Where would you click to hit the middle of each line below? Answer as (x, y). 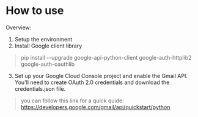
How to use (35, 11)
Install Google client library (48, 46)
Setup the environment (43, 39)
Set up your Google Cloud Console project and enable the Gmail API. (101, 76)
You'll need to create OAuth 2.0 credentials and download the (92, 82)
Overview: (19, 27)
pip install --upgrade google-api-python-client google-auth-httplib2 (106, 57)
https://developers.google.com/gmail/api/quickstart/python (95, 107)
